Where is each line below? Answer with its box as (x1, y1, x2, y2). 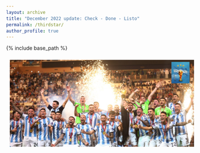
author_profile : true (6, 28, 59, 34)
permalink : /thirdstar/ (6, 22, 64, 27)
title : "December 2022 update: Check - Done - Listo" (6, 15, 140, 22)
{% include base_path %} (6, 44, 68, 52)
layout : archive (6, 9, 46, 15)
